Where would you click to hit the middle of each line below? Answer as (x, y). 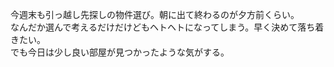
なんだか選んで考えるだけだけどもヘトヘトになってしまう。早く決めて (154, 27)
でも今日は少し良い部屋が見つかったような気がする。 (120, 52)
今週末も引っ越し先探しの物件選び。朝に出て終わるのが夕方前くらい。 (155, 14)
